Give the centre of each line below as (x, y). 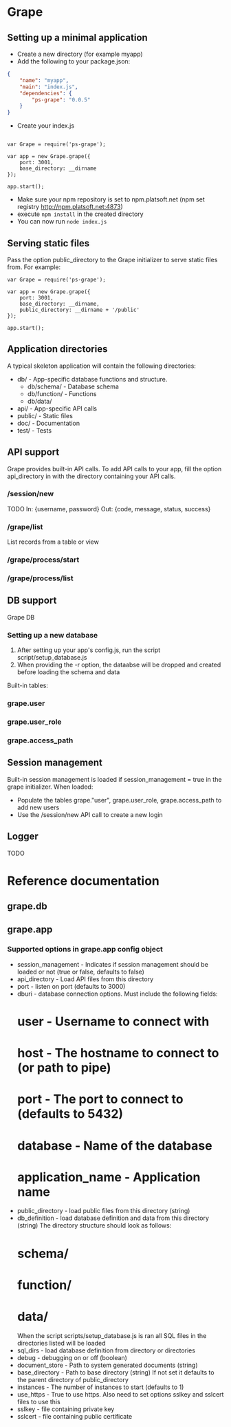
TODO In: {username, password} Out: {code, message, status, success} (109, 509)
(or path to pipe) (64, 1068)
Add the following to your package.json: (74, 61)
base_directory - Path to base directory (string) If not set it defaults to (115, 1372)
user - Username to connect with (113, 1021)
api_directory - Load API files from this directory (85, 979)
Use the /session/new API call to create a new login (90, 814)
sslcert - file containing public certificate (75, 1416)
